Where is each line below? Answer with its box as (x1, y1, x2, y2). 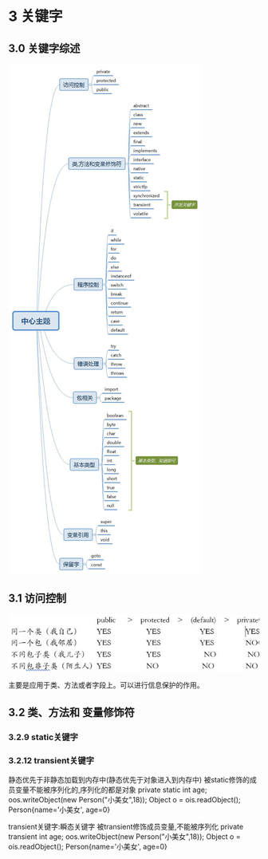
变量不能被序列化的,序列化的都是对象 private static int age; (14, 785, 207, 794)
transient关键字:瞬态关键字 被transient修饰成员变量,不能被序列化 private (8, 822, 244, 831)
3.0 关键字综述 (8, 41, 81, 55)
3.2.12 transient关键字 (8, 755, 94, 766)
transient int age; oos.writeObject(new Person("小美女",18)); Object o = (8, 831, 241, 841)
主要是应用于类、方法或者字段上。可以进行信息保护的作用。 (8, 680, 204, 690)
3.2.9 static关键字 (8, 731, 78, 743)
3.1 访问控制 (8, 592, 67, 605)
